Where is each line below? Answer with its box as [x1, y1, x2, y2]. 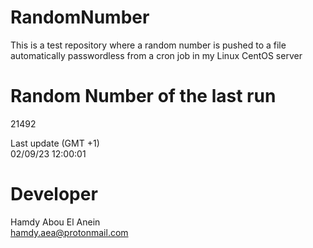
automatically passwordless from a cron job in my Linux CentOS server [10, 49, 303, 61]
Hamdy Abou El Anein [10, 216, 101, 228]
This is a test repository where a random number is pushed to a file [10, 39, 287, 51]
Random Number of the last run [10, 85, 277, 108]
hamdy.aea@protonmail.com [10, 226, 129, 238]
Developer [10, 183, 98, 206]
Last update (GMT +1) [10, 137, 100, 149]
